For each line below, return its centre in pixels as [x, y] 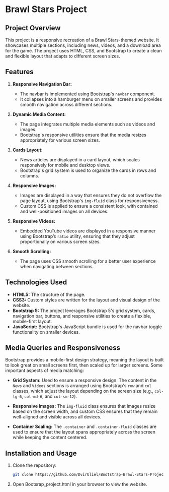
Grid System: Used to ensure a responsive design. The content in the [84, 380]
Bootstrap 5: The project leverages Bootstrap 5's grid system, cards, [84, 311]
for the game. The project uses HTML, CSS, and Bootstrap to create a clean [83, 51]
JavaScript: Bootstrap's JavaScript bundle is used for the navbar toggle [87, 327]
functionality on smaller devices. [46, 332]
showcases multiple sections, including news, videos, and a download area [83, 45]
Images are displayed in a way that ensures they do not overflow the [91, 195]
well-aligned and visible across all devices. [57, 417]
